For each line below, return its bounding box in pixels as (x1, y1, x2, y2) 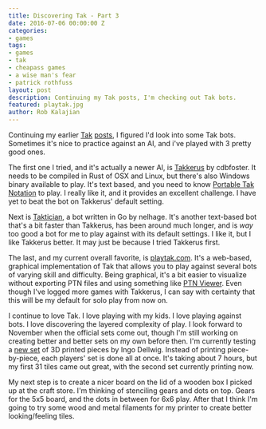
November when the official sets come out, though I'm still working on (8, 328, 239, 337)
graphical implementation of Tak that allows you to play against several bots (8, 261, 257, 271)
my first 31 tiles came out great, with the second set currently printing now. (8, 362, 254, 371)
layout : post (8, 85, 52, 94)
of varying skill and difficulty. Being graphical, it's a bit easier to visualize (8, 270, 247, 280)
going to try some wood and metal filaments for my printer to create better (8, 403, 252, 412)
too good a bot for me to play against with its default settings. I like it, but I (8, 229, 252, 238)
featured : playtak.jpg (8, 101, 84, 109)
